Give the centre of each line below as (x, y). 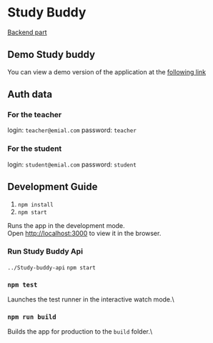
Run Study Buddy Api (45, 252)
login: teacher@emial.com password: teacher (72, 130)
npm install (35, 204)
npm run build (32, 317)
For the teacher (35, 115)
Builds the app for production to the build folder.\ (80, 332)
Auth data (30, 95)
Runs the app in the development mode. (66, 225)
